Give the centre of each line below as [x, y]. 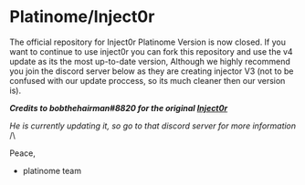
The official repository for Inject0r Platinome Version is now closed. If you [147, 42]
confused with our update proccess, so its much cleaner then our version [147, 80]
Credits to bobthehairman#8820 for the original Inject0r [119, 108]
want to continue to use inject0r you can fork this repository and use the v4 [152, 51]
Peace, [23, 153]
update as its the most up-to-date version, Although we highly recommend [150, 61]
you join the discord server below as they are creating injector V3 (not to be [152, 71]
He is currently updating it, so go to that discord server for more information [153, 126]
